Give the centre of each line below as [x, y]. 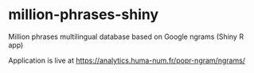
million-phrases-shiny [84, 15]
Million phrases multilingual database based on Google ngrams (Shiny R [126, 36]
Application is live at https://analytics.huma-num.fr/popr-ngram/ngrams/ [127, 60]
